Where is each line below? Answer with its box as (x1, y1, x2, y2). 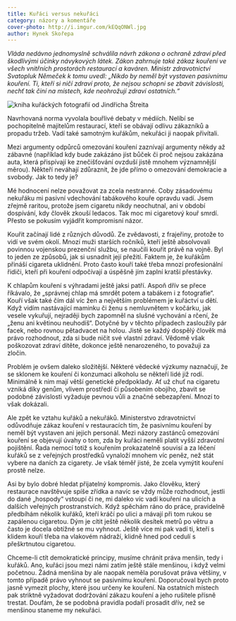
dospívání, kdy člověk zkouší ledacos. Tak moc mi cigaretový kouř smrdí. (7, 209, 219, 217)
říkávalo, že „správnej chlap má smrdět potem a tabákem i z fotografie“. (7, 289, 215, 297)
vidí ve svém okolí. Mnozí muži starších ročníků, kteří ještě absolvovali (7, 238, 211, 246)
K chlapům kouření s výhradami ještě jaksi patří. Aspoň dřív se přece (7, 282, 206, 290)
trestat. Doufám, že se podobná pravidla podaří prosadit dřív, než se (7, 598, 206, 607)
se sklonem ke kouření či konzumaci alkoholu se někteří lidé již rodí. (7, 370, 204, 378)
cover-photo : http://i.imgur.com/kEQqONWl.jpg (7, 23, 147, 30)
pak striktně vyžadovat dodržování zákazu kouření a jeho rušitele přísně (7, 591, 216, 600)
